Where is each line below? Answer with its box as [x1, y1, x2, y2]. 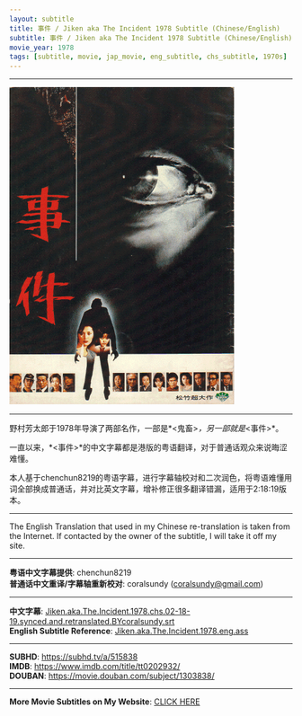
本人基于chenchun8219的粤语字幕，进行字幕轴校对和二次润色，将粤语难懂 [9, 473, 285, 483]
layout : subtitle [9, 14, 75, 23]
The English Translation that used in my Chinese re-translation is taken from [9, 521, 290, 532]
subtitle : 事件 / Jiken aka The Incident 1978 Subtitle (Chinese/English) [9, 33, 293, 42]
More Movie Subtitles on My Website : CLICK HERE [9, 696, 200, 707]
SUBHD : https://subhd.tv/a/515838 [9, 651, 138, 662]
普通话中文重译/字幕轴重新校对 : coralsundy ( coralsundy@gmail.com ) [9, 579, 263, 589]
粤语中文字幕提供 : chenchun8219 [9, 567, 132, 579]
